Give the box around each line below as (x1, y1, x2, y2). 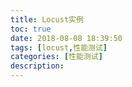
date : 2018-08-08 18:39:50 (10, 33, 123, 43)
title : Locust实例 (10, 14, 84, 25)
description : (10, 61, 65, 71)
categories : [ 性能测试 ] (10, 52, 103, 62)
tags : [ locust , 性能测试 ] (10, 42, 108, 53)
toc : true (10, 24, 52, 34)
